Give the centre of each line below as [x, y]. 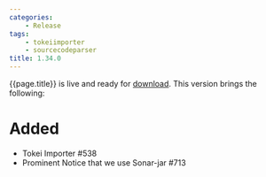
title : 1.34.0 [35, 58]
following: [27, 93]
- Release [43, 26]
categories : [31, 17]
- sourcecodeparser [61, 50]
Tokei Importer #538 [59, 153]
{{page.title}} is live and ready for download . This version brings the [133, 84]
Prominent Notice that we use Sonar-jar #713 [104, 162]
